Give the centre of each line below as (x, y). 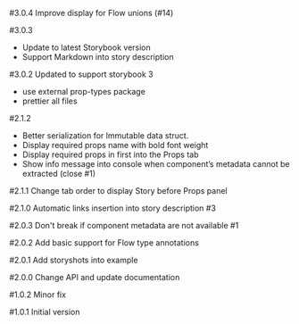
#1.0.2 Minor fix (38, 295)
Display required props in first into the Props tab (110, 154)
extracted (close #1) (59, 174)
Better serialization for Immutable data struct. (105, 136)
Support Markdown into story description (98, 57)
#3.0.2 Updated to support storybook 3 (81, 74)
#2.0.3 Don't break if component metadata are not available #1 (124, 225)
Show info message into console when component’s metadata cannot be (156, 164)
